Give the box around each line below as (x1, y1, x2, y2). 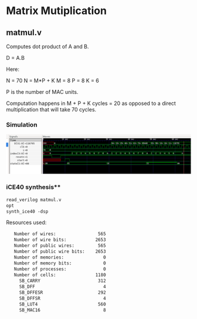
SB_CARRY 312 (19, 277, 107, 284)
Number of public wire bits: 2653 (13, 248, 107, 254)
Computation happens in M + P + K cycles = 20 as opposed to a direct (6, 100, 176, 107)
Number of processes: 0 (13, 266, 107, 272)
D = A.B (6, 55, 25, 61)
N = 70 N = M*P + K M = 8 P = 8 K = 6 (6, 77, 100, 84)
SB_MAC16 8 (19, 307, 107, 313)
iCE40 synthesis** (6, 183, 61, 191)
